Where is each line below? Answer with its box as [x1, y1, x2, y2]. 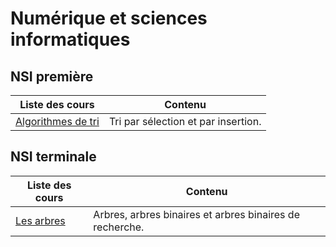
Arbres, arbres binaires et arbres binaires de [93, 207, 300, 221]
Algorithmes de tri [15, 115, 100, 128]
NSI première [10, 68, 94, 85]
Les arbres [15, 213, 66, 227]
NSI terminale [10, 148, 97, 166]
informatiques [10, 28, 131, 51]
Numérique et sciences [10, 7, 208, 30]
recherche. [93, 220, 145, 234]
